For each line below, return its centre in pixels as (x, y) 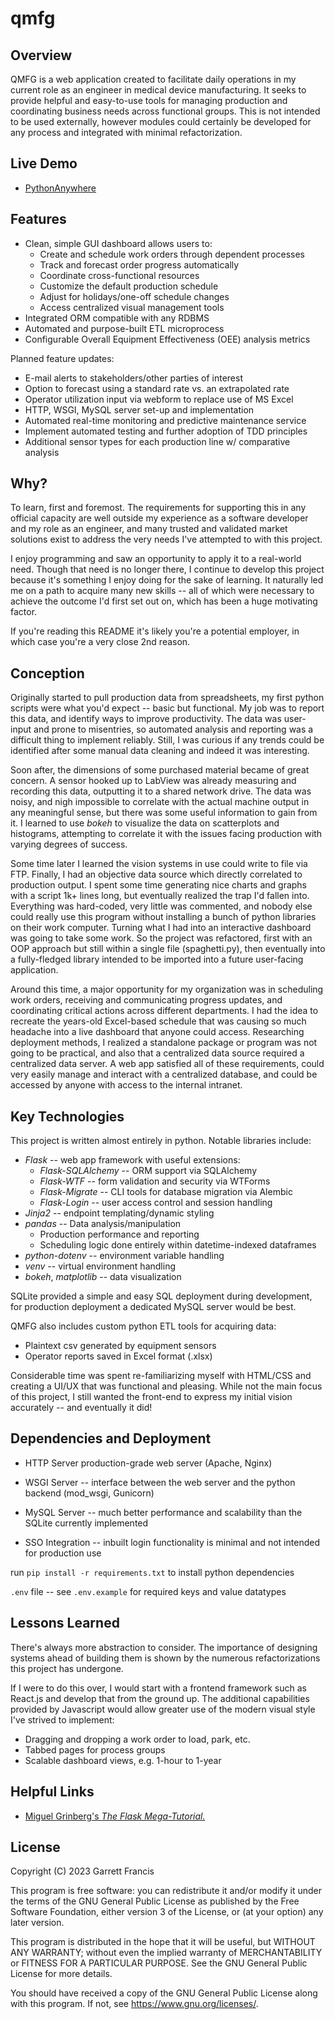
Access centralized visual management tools (132, 307)
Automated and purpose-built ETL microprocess (124, 328)
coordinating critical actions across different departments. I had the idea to (164, 1011)
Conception (47, 673)
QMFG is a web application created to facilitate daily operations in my (153, 79)
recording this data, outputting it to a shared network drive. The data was (161, 791)
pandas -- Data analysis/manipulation (103, 1224)
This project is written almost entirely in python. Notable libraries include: (161, 1141)
